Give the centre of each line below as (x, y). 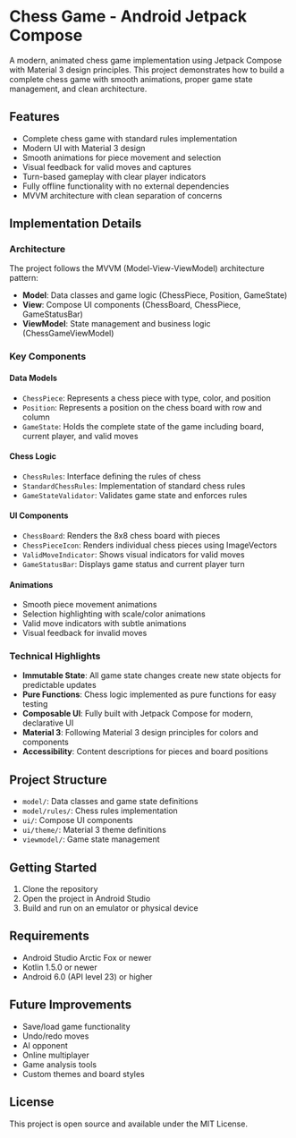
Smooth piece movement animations (89, 605)
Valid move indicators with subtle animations (104, 624)
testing (35, 704)
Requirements (49, 936)
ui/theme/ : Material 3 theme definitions (94, 830)
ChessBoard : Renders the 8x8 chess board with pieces (121, 535)
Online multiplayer (55, 1055)
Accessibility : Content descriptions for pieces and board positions (145, 752)
